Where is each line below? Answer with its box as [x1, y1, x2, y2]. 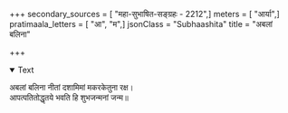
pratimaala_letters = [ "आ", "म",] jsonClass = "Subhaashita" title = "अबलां [9, 19, 274, 29]
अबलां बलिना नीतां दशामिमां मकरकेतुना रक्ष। [9, 82, 134, 92]
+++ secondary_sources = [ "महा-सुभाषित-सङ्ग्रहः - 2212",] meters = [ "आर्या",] [9, 9, 281, 19]
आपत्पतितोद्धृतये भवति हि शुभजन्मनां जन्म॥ [9, 92, 129, 103]
